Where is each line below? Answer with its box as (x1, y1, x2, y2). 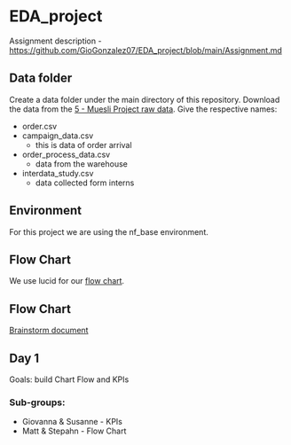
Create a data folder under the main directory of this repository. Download (9, 94, 280, 105)
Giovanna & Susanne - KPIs (21, 417, 122, 427)
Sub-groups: (9, 396, 66, 409)
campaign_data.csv (21, 130, 94, 141)
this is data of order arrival (35, 139, 132, 150)
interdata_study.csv (21, 168, 94, 178)
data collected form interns (35, 177, 135, 188)
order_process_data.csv (21, 149, 111, 160)
